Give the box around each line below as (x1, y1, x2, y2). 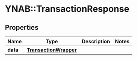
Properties (5, 23, 39, 32)
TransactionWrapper (26, 46, 77, 53)
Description (81, 38, 111, 45)
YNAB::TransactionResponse (5, 3, 130, 15)
